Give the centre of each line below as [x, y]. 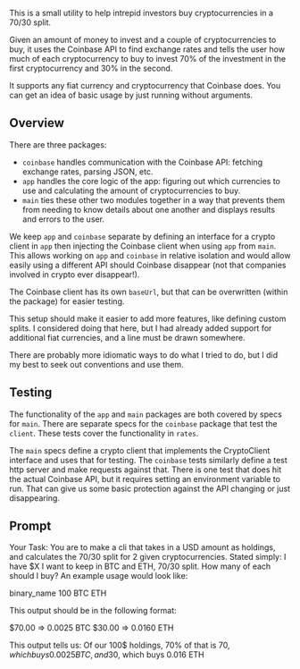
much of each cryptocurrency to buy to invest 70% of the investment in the [148, 59]
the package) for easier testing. [67, 301]
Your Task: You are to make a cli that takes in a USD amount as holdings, [142, 547]
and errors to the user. [63, 219]
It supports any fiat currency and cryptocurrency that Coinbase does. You [145, 85]
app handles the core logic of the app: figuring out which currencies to [151, 181]
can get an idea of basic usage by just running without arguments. [131, 95]
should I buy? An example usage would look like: [99, 576]
